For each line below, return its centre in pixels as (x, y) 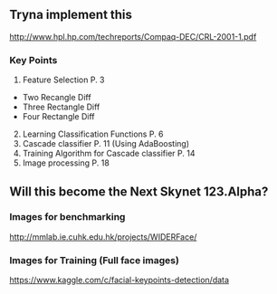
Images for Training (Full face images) (94, 260)
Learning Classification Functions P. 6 (93, 134)
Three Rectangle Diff (61, 107)
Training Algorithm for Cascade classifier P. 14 (109, 154)
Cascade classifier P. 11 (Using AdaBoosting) (106, 144)
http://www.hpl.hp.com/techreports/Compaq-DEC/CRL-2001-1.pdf (133, 36)
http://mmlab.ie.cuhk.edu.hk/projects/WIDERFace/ (103, 237)
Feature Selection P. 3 (64, 80)
